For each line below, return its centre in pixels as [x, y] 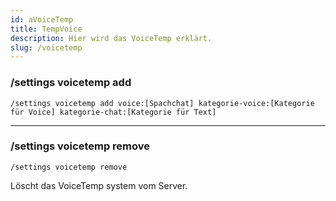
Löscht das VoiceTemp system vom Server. [99, 185]
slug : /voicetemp [46, 47]
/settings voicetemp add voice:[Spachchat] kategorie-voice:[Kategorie [162, 103]
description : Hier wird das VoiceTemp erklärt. [111, 38]
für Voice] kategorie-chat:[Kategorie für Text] [113, 112]
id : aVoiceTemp [42, 19]
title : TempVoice [46, 29]
